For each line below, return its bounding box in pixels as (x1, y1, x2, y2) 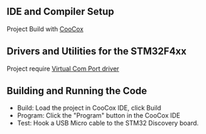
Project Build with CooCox (6, 24, 83, 33)
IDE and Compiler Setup (6, 6, 115, 18)
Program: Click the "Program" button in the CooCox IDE (16, 111, 181, 120)
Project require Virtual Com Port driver (6, 64, 120, 73)
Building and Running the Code (6, 85, 148, 97)
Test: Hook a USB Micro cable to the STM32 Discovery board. (16, 119, 199, 128)
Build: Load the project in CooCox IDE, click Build (16, 103, 162, 113)
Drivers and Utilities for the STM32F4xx (6, 46, 187, 58)
